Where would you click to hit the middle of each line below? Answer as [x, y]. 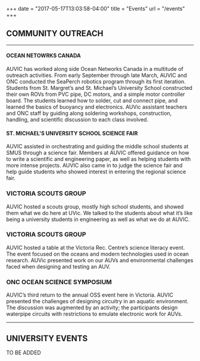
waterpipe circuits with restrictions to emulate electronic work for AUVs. [94, 314]
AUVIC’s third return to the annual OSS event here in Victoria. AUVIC [90, 295]
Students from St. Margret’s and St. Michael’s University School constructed [99, 88]
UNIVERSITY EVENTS [47, 338]
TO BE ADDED [24, 352]
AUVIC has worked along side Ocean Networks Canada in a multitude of [95, 69]
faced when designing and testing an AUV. [58, 266]
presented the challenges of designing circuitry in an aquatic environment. [97, 301]
